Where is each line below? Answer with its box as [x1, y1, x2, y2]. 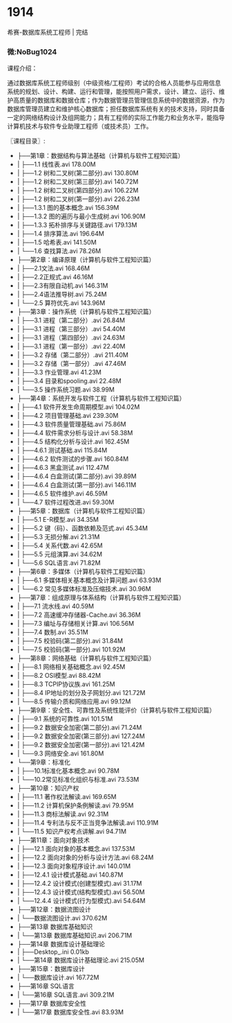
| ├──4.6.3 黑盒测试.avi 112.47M [17, 464, 109, 472]
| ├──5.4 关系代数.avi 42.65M [17, 541, 103, 550]
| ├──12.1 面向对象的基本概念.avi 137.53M [17, 845, 135, 853]
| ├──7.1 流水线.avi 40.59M [17, 602, 95, 611]
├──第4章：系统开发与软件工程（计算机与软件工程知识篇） [17, 394, 186, 403]
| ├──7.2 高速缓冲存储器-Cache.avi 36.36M [17, 611, 142, 619]
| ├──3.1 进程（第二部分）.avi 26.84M [17, 316, 126, 324]
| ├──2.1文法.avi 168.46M [17, 264, 90, 272]
